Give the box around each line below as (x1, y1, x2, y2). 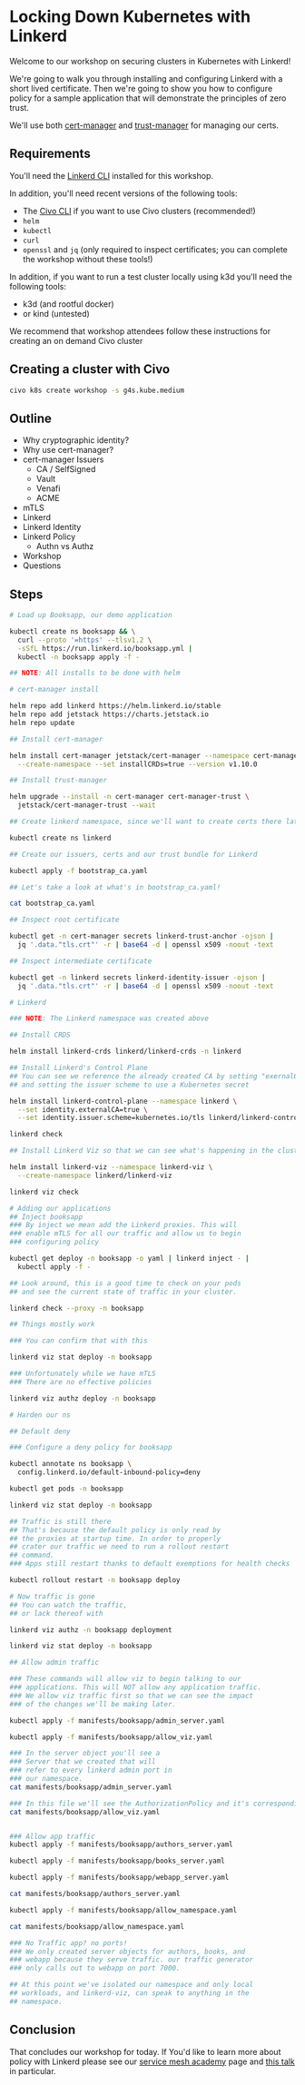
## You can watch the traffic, (9, 1600, 128, 1609)
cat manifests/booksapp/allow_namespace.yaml (9, 1922, 184, 1931)
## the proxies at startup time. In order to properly (9, 1534, 221, 1543)
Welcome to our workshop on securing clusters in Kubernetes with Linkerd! (9, 55, 291, 66)
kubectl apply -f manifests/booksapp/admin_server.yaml (9, 1716, 225, 1726)
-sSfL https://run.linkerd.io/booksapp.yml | (17, 644, 193, 653)
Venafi (35, 483, 61, 494)
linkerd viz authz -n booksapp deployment (9, 1625, 172, 1635)
